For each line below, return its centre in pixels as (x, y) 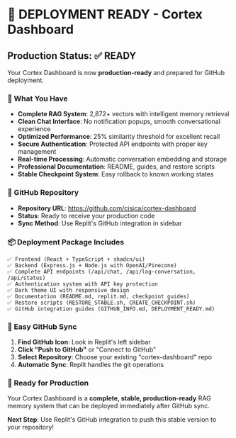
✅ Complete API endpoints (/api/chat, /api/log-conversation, (102, 271)
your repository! (31, 427)
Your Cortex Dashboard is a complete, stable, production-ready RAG (109, 398)
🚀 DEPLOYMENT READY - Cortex (105, 15)
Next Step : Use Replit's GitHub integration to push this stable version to (112, 420)
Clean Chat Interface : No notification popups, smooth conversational (119, 122)
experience (34, 129)
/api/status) (27, 278)
